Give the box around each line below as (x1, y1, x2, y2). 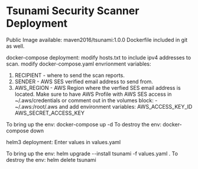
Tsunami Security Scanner (6, 4, 139, 18)
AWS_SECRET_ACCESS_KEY (14, 109, 85, 116)
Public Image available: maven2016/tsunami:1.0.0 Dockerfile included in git (6, 36, 188, 43)
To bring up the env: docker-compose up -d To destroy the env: (6, 121, 161, 128)
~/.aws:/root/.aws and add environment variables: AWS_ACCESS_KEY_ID (14, 103, 193, 110)
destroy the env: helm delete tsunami (6, 156, 96, 163)
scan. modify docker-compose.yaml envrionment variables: (6, 60, 151, 67)
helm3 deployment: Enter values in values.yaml (6, 138, 121, 145)
